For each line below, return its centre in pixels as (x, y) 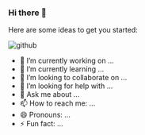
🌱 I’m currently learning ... (62, 69)
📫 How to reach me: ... (57, 103)
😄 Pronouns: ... (45, 115)
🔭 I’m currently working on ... (67, 61)
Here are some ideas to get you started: (73, 30)
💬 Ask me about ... (50, 94)
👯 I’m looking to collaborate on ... (73, 78)
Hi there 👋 (28, 13)
